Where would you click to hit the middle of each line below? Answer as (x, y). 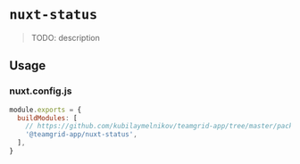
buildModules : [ (47, 118)
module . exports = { (46, 110)
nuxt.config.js (41, 91)
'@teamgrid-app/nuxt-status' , (82, 135)
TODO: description (66, 37)
